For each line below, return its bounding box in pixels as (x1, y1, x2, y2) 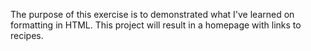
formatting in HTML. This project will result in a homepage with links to (10, 19, 302, 31)
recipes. (10, 30, 44, 41)
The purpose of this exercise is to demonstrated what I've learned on (10, 9, 295, 20)
